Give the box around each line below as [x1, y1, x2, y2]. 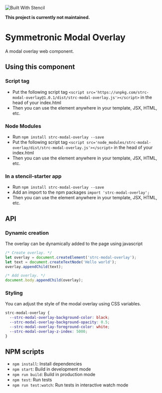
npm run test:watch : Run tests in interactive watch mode [12, 382, 128, 388]
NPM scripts [5, 348, 45, 356]
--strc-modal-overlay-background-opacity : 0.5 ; [9, 320, 110, 325]
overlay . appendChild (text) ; [5, 264, 64, 269]
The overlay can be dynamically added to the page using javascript [5, 241, 143, 247]
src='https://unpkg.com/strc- [86, 90, 149, 95]
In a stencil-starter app [5, 172, 62, 179]
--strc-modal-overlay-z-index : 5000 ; [9, 329, 88, 334]
